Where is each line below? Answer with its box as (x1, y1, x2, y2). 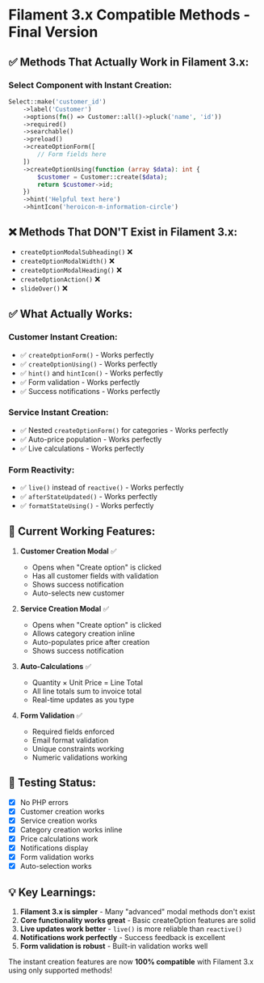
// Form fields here (37, 150, 107, 159)
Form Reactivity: (8, 464, 75, 475)
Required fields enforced (31, 727, 115, 736)
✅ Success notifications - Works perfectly (19, 386, 161, 396)
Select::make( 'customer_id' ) (8, 97, 107, 106)
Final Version (8, 23, 98, 41)
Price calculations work (19, 833, 98, 843)
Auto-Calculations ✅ (19, 661, 92, 671)
